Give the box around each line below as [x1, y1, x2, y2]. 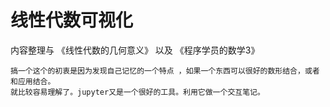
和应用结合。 [10, 76, 56, 86]
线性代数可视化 [10, 9, 134, 32]
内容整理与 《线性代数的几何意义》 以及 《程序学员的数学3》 [10, 44, 260, 56]
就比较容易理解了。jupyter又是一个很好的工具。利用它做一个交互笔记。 [10, 87, 265, 97]
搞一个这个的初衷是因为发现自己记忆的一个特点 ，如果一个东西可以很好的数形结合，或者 [10, 66, 320, 76]
